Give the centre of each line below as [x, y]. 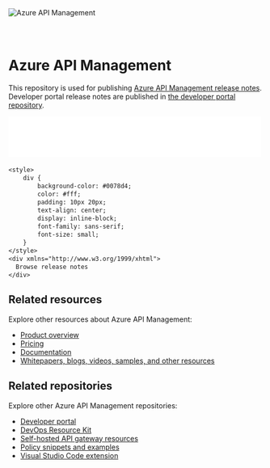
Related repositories [61, 386]
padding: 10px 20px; [72, 202]
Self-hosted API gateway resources [79, 438]
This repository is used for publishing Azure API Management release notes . [135, 87]
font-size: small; [68, 234]
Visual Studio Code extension [69, 455]
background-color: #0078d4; [84, 186]
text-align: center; [72, 210]
